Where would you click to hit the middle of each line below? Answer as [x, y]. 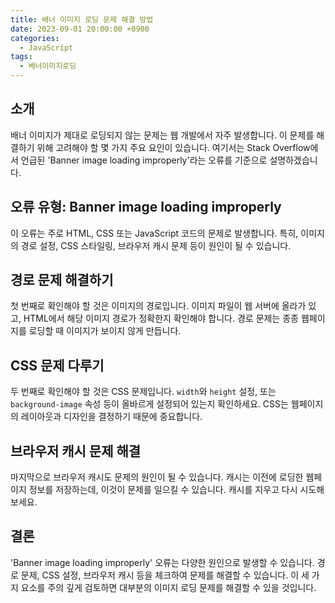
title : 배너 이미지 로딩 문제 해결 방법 [82, 19]
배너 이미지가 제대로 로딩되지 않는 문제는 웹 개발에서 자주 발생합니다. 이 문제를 [162, 135]
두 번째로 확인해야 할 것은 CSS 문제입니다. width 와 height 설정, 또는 [143, 392]
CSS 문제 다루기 [57, 365]
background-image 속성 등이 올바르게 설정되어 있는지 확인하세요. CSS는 [149, 404]
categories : [35, 38]
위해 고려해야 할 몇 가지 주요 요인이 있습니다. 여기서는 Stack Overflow [173, 147]
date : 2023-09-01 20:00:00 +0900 [80, 29]
